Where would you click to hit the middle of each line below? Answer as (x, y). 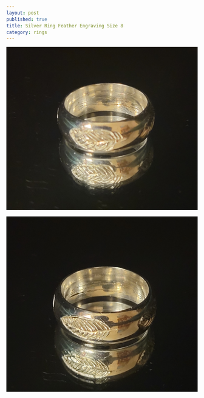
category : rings (27, 32)
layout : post (23, 13)
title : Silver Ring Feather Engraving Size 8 (65, 26)
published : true (27, 19)
